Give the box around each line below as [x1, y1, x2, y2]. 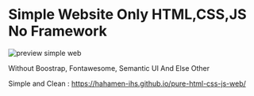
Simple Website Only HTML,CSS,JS [8, 6, 248, 24]
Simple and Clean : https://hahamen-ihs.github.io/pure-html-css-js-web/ [8, 79, 246, 88]
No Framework [8, 22, 107, 40]
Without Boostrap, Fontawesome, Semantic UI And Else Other [8, 63, 210, 72]
